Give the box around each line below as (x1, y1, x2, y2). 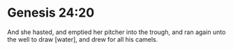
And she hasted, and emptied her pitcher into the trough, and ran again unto (7, 28, 226, 36)
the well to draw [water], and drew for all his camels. (7, 35, 158, 43)
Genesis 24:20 (7, 5, 95, 21)
